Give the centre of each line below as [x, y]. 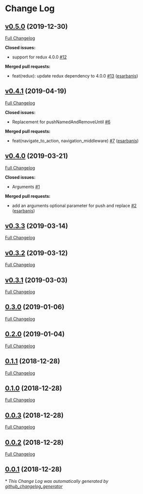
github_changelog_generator [34, 486]
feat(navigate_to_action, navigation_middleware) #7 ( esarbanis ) [75, 141]
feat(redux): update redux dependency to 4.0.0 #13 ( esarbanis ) [75, 76]
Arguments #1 [26, 187]
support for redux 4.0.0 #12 [39, 57]
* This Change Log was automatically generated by [57, 481]
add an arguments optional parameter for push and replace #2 [74, 206]
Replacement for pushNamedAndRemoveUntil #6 [61, 122]
